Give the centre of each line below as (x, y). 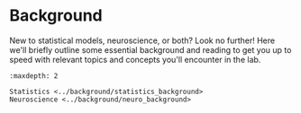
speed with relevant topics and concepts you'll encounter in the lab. (135, 59)
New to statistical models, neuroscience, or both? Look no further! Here (142, 40)
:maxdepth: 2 (34, 76)
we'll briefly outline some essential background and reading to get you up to (150, 49)
